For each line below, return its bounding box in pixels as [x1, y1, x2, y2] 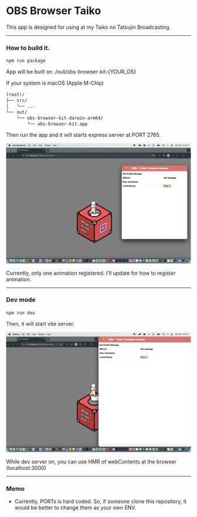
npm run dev [6, 310, 35, 316]
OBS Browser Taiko [6, 4, 101, 18]
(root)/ [6, 92, 25, 98]
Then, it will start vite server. [6, 320, 75, 327]
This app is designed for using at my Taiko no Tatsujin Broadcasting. [6, 24, 171, 31]
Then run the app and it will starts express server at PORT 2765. [6, 131, 161, 139]
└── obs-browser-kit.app [27, 121, 88, 127]
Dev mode [6, 296, 36, 304]
